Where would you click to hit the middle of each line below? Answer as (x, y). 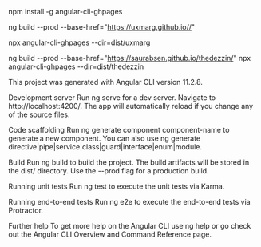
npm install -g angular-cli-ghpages (65, 12)
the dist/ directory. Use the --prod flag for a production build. (109, 171)
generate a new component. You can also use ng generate (105, 138)
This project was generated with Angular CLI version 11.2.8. (106, 82)
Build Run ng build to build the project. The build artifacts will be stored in (129, 162)
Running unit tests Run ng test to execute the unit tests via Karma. (117, 186)
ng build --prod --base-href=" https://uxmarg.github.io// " (102, 27)
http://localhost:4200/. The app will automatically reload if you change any (131, 106)
